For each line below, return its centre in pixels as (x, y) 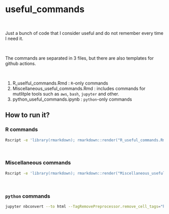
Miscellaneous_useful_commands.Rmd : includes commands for (79, 88)
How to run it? (28, 115)
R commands (22, 130)
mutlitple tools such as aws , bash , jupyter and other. (66, 94)
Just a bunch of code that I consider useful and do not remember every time (84, 33)
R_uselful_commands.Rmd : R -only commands (60, 83)
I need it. (14, 38)
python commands (28, 196)
